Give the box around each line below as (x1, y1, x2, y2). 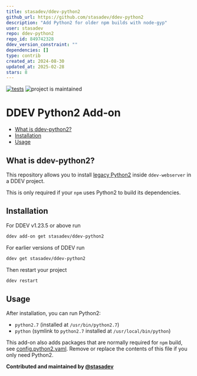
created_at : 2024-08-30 (6, 58, 65, 64)
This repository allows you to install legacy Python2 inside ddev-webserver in (6, 171, 192, 178)
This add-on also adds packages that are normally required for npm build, (6, 339, 183, 346)
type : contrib (6, 53, 41, 59)
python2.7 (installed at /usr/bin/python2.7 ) (14, 321, 120, 329)
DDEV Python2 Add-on (6, 106, 121, 120)
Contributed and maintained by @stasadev (6, 363, 114, 370)
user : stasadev (6, 25, 44, 31)
